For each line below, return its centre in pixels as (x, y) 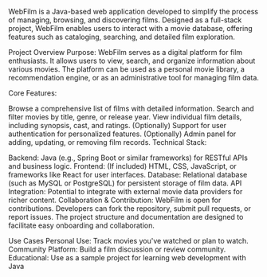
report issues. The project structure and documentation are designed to (126, 217)
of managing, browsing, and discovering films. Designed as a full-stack (125, 20)
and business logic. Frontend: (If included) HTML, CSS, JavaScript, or (122, 166)
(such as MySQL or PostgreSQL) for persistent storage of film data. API (125, 183)
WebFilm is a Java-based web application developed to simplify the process (133, 12)
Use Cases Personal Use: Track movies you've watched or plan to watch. (128, 241)
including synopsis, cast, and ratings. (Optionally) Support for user (118, 125)
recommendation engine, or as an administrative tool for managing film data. (133, 78)
